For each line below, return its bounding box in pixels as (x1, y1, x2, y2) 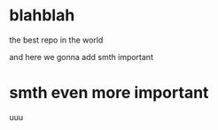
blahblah (9, 5, 75, 26)
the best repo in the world (9, 34, 104, 45)
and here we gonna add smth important (9, 51, 153, 62)
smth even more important (9, 83, 209, 103)
